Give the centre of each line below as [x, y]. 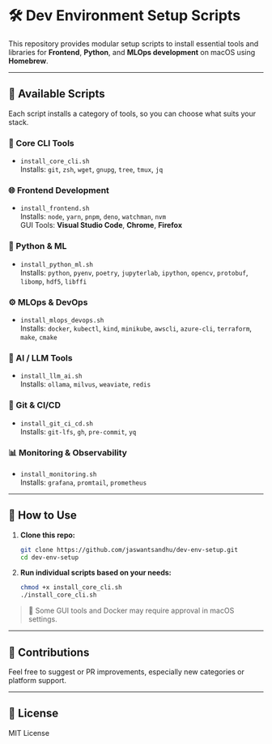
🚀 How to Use [42, 515]
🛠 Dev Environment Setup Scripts [125, 16]
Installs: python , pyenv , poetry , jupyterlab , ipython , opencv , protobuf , [134, 272]
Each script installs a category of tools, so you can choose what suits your [132, 113]
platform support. [38, 680]
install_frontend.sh [55, 209]
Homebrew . [28, 61]
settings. [43, 619]
